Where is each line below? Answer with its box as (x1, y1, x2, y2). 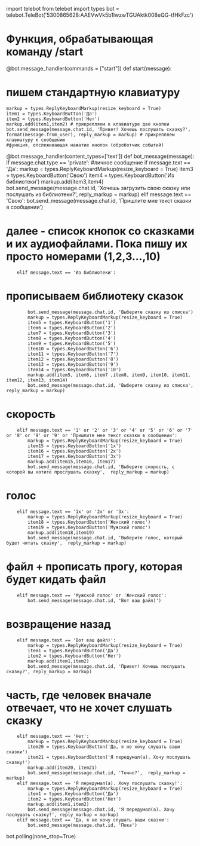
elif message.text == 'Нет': (17, 734, 90, 740)
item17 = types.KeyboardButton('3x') (27, 453, 121, 459)
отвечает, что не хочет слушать (6, 701, 173, 714)
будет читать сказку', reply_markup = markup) (6, 540, 127, 546)
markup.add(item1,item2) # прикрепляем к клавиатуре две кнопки (6, 121, 170, 127)
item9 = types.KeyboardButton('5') (27, 340, 116, 346)
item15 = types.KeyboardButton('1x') (27, 442, 121, 449)
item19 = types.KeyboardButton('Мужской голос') (27, 524, 151, 530)
